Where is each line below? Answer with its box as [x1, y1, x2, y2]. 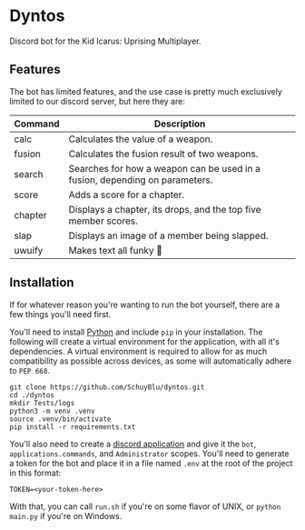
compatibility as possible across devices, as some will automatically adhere [9, 355, 292, 366]
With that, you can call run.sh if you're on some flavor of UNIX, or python [9, 501, 281, 512]
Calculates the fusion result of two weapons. [68, 147, 259, 160]
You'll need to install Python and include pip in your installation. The [9, 326, 263, 337]
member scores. [68, 215, 138, 227]
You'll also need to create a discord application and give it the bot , [9, 438, 257, 449]
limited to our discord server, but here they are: [9, 95, 186, 106]
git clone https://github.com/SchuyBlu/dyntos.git [9, 383, 205, 392]
